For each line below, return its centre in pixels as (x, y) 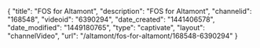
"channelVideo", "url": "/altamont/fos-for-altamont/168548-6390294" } (123, 36)
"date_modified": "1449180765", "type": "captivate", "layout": (106, 27)
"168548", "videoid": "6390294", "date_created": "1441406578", (111, 19)
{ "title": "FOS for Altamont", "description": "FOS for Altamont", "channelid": (130, 11)
